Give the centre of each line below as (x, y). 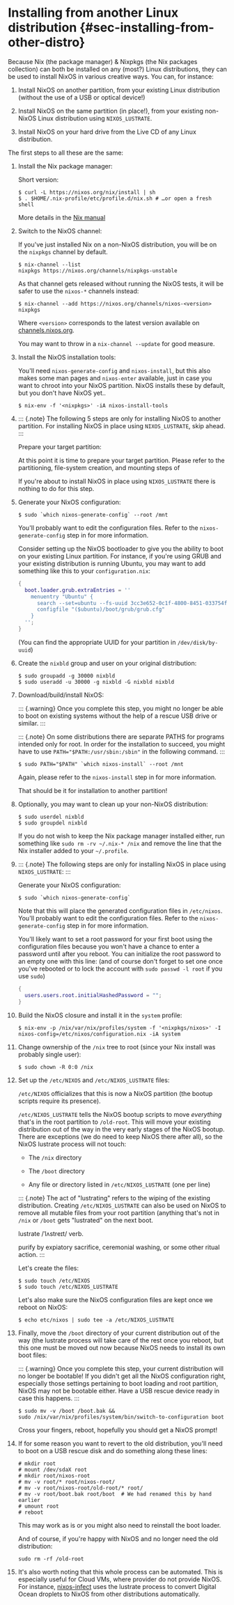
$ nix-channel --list (49, 265)
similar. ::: (32, 723)
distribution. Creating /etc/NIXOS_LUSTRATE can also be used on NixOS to (122, 1205)
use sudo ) (32, 976)
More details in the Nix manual (62, 217)
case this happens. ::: (49, 1398)
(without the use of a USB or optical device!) (81, 97)
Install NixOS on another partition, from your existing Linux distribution (119, 90)
